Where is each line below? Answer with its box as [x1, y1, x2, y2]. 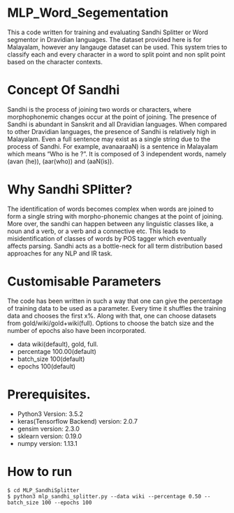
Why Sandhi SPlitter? [7, 181, 133, 198]
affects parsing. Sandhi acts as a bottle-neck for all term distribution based [7, 241, 223, 250]
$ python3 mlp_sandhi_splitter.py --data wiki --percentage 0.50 [7, 493, 201, 500]
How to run [7, 463, 73, 479]
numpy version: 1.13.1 [17, 439, 78, 447]
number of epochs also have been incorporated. [7, 326, 147, 334]
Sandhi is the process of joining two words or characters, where [7, 105, 192, 113]
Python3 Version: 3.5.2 [17, 410, 84, 418]
